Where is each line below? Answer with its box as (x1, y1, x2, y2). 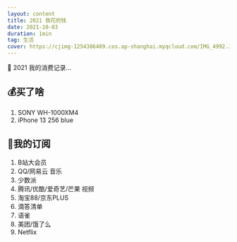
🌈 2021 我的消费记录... (7, 63, 72, 71)
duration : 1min (7, 30, 52, 37)
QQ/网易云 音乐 (17, 167, 62, 175)
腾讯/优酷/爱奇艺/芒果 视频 (17, 184, 95, 193)
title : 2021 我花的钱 (7, 17, 67, 24)
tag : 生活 (7, 37, 34, 44)
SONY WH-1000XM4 (17, 108, 79, 116)
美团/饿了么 (17, 219, 51, 228)
